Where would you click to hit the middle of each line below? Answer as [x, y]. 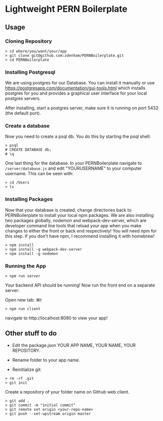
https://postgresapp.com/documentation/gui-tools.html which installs [75, 88]
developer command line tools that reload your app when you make [73, 225]
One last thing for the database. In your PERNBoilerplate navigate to [74, 163]
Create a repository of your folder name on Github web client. [67, 392]
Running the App [26, 266]
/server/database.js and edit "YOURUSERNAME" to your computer [74, 168]
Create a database [27, 126]
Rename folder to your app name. [46, 360]
